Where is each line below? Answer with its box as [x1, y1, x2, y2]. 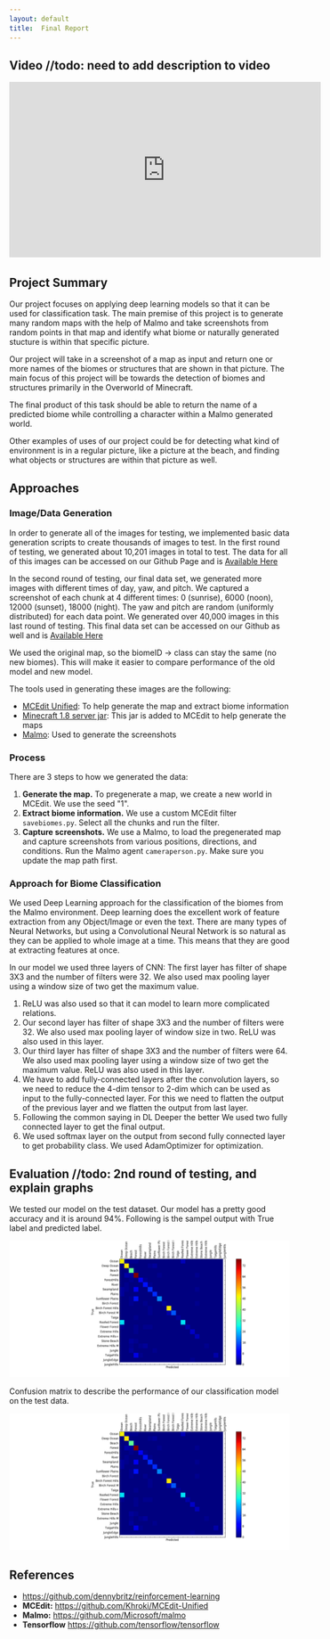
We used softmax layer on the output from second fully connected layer [21, 1131, 286, 1142]
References [9, 1567, 75, 1582]
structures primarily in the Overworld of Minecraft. [9, 382, 194, 393]
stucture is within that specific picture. [9, 337, 149, 348]
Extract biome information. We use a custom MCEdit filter [21, 807, 237, 819]
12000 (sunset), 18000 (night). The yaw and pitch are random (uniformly [9, 602, 274, 612]
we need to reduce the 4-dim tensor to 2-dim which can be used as [21, 1084, 271, 1094]
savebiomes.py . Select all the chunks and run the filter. [21, 817, 220, 828]
